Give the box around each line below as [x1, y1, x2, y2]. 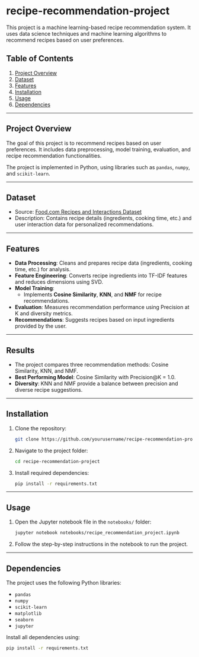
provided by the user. [14, 322, 67, 330]
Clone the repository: [14, 424, 67, 431]
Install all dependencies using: [6, 633, 80, 640]
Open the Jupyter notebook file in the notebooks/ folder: [14, 518, 152, 526]
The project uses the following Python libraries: [6, 579, 121, 586]
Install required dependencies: [14, 469, 89, 476]
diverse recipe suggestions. [14, 386, 83, 393]
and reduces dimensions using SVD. [14, 278, 104, 285]
